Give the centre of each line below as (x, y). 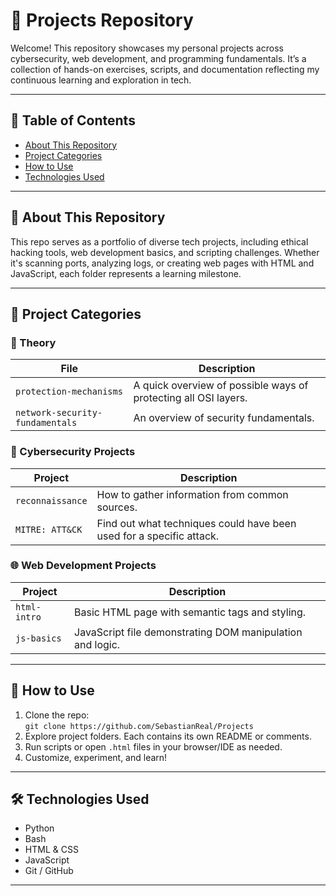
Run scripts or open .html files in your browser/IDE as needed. (153, 746)
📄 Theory (33, 342)
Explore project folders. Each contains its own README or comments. (168, 736)
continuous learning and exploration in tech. (101, 80)
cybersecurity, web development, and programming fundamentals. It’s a (158, 58)
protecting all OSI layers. (190, 398)
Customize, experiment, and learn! (96, 757)
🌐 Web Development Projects (83, 566)
